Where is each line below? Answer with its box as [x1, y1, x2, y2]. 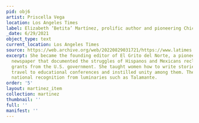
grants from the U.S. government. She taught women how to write [11, 63, 176, 70]
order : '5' [6, 80, 33, 86]
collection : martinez [6, 91, 60, 97]
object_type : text [6, 36, 52, 42]
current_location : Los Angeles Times [6, 42, 99, 48]
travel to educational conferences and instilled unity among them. [11, 69, 184, 75]
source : [6, 47, 25, 53]
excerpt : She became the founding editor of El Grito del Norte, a [6, 53, 176, 59]
